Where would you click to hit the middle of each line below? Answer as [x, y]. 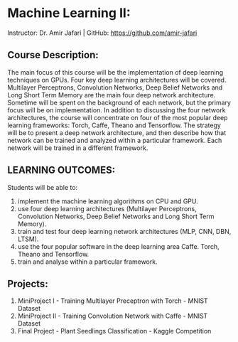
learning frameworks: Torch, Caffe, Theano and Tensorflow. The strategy [114, 125]
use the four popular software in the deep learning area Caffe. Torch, [118, 246]
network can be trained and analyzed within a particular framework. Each [115, 140]
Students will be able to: [43, 187]
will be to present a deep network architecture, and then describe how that [117, 132]
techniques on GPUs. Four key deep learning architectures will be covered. [117, 80]
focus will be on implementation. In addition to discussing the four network [117, 110]
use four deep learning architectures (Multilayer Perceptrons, [107, 208]
